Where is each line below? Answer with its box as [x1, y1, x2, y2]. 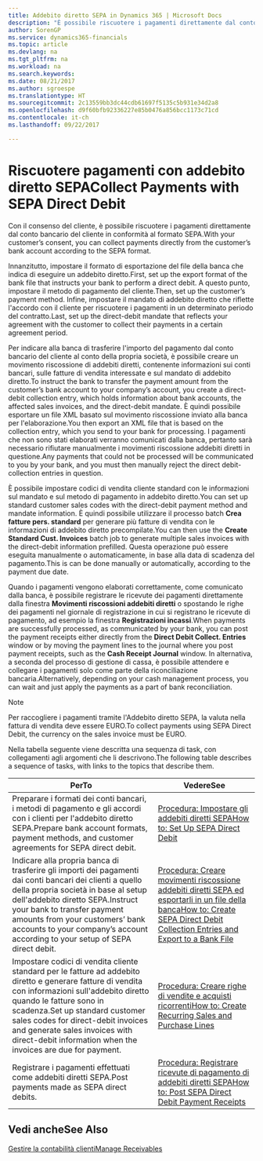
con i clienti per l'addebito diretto [12, 812, 134, 823]
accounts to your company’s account [12, 923, 149, 934]
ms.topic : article [8, 41, 68, 49]
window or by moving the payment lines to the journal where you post [8, 641, 233, 650]
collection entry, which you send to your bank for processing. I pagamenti [8, 426, 247, 436]
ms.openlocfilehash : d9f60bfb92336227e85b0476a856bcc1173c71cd [8, 107, 219, 115]
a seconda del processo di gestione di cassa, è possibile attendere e [8, 657, 229, 666]
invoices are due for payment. [12, 1044, 122, 1055]
